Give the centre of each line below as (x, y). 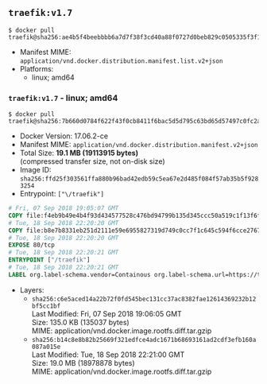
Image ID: (35, 170)
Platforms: (37, 68)
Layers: (32, 289)
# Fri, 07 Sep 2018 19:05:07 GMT (64, 208)
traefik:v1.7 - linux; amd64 (63, 98)
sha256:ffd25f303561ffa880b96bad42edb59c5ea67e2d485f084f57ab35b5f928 (139, 179)
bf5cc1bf (46, 306)
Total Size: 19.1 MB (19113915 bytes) (79, 153)
